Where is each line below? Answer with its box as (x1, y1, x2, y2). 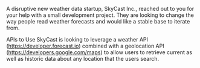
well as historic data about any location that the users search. (6, 55, 160, 62)
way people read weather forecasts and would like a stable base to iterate (6, 18, 190, 25)
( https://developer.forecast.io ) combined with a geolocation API (6, 42, 164, 49)
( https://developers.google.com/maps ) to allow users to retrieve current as (6, 49, 192, 56)
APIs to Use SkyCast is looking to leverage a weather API (6, 36, 149, 43)
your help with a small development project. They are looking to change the (6, 11, 195, 19)
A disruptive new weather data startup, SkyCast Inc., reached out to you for (6, 5, 195, 12)
